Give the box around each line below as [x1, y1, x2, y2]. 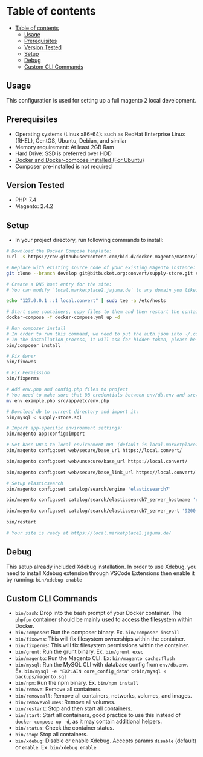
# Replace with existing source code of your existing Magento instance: [6, 264, 196, 271]
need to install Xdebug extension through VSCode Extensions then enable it [6, 569, 195, 577]
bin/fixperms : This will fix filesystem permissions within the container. [14, 642, 190, 649]
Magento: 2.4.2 [14, 203, 53, 210]
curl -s [6, 254, 26, 260]
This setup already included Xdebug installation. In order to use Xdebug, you [6, 563, 197, 570]
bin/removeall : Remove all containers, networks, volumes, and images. [14, 692, 192, 699]
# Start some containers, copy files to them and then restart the [6, 309, 180, 315]
